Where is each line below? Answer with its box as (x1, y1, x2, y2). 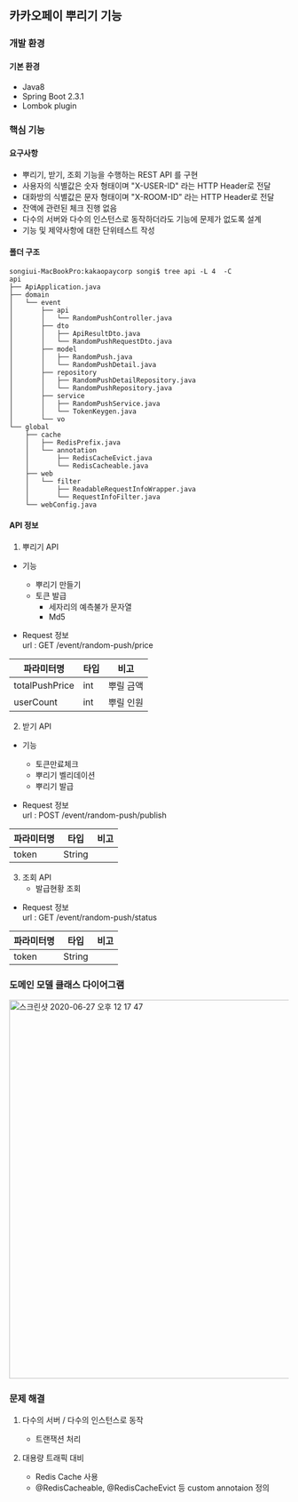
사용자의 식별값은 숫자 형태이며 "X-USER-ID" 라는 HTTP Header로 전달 (21, 180, 271, 191)
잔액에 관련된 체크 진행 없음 (21, 203, 118, 213)
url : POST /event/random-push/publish (21, 810, 167, 820)
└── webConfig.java (25, 500, 98, 509)
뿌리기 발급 (35, 781, 74, 792)
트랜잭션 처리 (35, 1434, 82, 1444)
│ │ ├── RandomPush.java (9, 352, 133, 362)
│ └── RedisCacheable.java (25, 461, 149, 470)
